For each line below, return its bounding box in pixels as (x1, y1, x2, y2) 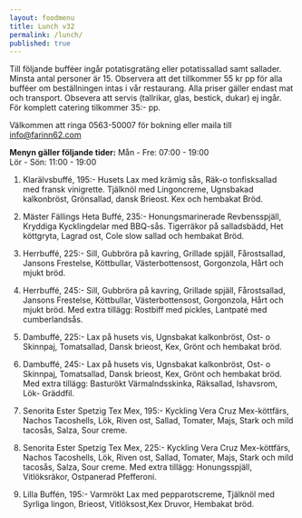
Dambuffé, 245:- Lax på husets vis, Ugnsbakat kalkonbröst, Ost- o (22, 359, 271, 370)
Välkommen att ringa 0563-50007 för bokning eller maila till (9, 120, 232, 131)
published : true (9, 38, 71, 48)
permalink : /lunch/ (9, 30, 83, 39)
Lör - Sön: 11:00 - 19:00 (9, 156, 97, 168)
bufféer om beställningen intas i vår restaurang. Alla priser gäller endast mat (9, 83, 294, 94)
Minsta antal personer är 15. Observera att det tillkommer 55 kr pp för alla (9, 74, 283, 85)
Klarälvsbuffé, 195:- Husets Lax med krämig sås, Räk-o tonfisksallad (22, 174, 278, 185)
